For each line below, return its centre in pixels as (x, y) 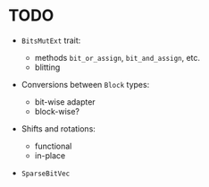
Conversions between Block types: (85, 84)
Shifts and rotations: (58, 128)
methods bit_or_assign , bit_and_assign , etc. (117, 57)
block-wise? (57, 111)
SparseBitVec (46, 174)
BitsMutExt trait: (51, 40)
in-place (50, 155)
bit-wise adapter (65, 102)
